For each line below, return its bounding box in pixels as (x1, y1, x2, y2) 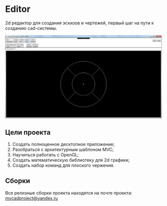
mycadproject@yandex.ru (5, 195, 58, 201)
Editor (5, 3, 31, 15)
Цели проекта (5, 128, 51, 137)
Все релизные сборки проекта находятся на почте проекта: (5, 190, 133, 196)
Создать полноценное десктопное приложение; (12, 141, 115, 147)
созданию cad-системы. (5, 25, 57, 31)
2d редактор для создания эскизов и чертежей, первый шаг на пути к (5, 20, 154, 26)
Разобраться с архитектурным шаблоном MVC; (12, 146, 114, 152)
